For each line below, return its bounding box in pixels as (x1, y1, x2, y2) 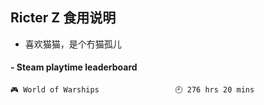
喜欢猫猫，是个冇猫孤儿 (24, 38, 122, 50)
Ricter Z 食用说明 (10, 9, 117, 27)
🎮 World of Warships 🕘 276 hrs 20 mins (10, 85, 255, 95)
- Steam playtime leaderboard (10, 61, 138, 73)
